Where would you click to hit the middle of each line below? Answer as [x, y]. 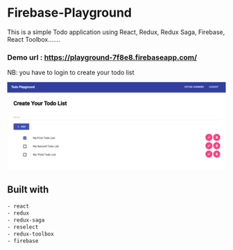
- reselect [23, 227]
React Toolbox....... [34, 39]
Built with [28, 189]
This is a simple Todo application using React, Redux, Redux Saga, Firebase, [116, 32]
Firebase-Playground [70, 13]
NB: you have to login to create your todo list [71, 73]
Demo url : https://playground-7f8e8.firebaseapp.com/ [102, 57]
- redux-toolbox [31, 234]
